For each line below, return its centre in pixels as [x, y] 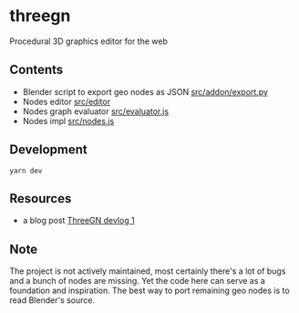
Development [49, 150]
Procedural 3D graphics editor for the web [89, 41]
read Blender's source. [52, 300]
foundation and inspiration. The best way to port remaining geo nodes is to [149, 291]
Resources [41, 198]
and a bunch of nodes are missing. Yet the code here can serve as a [138, 281]
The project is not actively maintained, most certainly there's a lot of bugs [148, 271]
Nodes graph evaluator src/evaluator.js [96, 111]
